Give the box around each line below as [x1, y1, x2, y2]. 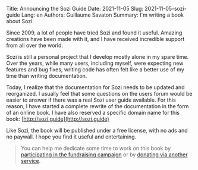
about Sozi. [6, 18, 34, 24]
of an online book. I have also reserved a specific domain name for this [6, 109, 180, 116]
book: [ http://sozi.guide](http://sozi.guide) [6, 115, 109, 122]
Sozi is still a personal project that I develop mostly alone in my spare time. [6, 53, 189, 60]
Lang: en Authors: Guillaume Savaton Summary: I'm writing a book [21, 11, 184, 18]
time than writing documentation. [6, 73, 87, 79]
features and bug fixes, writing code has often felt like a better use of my [6, 66, 184, 73]
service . [20, 158, 41, 164]
